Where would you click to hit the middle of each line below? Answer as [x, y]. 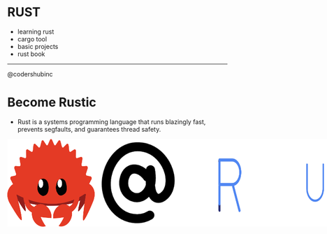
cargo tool [32, 39]
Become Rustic [52, 103]
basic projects [38, 46]
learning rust [36, 32]
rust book [31, 54]
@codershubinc [30, 74]
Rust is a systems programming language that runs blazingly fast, [111, 122]
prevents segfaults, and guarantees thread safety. [89, 129]
